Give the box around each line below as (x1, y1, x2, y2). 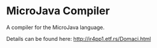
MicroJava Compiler (6, 4, 110, 18)
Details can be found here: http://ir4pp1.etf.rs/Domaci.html (6, 35, 151, 42)
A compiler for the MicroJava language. (6, 24, 105, 31)
